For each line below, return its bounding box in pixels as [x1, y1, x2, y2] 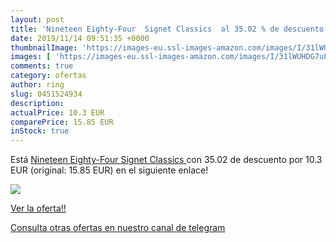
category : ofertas [10, 71, 87, 81]
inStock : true [10, 126, 70, 136]
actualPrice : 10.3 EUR [10, 107, 105, 118]
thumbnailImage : [10, 42, 78, 53]
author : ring [10, 80, 65, 90]
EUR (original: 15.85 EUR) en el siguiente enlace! [10, 164, 209, 176]
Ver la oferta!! [10, 202, 67, 215]
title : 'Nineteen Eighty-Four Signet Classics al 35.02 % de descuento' [10, 24, 329, 34]
